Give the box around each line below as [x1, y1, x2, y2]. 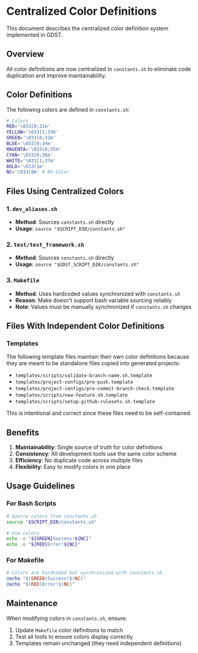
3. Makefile [6, 276, 40, 285]
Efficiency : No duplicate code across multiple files [15, 457, 143, 464]
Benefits [6, 427, 40, 438]
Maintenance [6, 598, 58, 609]
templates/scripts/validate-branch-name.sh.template [15, 373, 153, 379]
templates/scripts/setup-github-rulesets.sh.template [15, 399, 155, 405]
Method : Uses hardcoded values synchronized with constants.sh [15, 290, 180, 297]
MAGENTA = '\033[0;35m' [6, 146, 62, 152]
